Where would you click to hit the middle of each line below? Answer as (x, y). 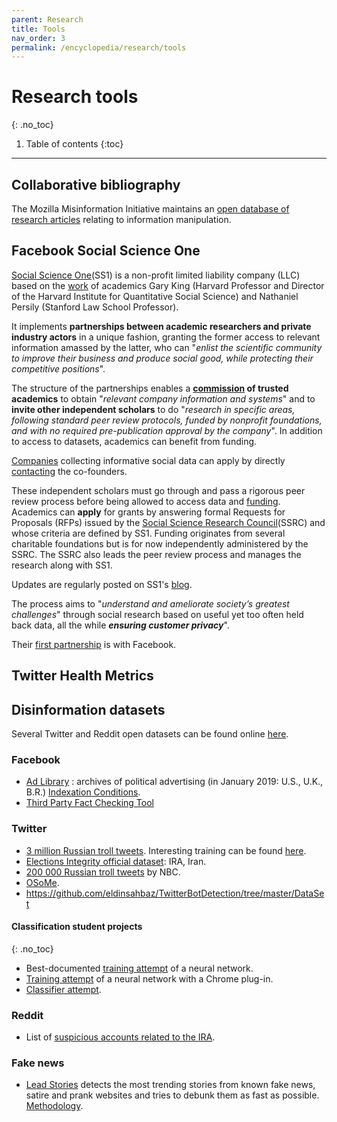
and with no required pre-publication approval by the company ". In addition (167, 430)
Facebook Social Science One (106, 251)
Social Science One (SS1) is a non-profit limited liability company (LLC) (156, 275)
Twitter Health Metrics (82, 676)
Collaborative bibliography (96, 184)
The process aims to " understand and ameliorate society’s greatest (150, 603)
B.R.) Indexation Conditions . (83, 792)
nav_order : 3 (38, 38)
